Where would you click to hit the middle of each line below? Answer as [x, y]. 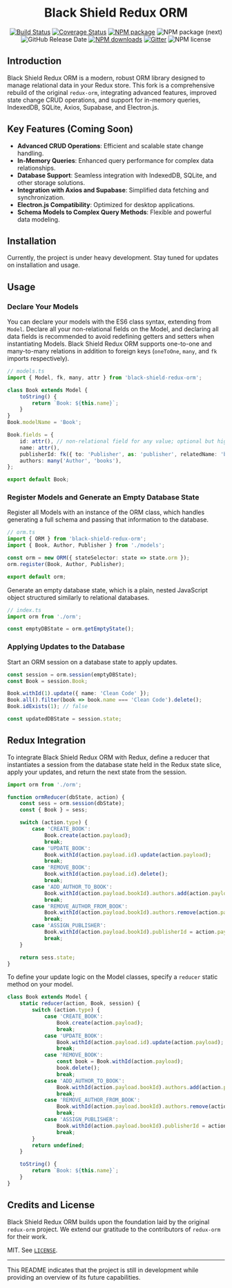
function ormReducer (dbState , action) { [66, 797]
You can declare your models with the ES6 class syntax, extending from [109, 322]
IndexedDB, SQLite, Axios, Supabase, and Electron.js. [83, 107]
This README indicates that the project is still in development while [103, 1270]
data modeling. [38, 219]
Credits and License [51, 1205]
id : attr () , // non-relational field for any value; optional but [117, 441]
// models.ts [26, 371]
